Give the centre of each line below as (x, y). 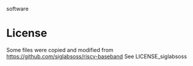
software (17, 9)
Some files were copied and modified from (60, 50)
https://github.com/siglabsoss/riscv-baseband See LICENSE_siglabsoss (97, 56)
